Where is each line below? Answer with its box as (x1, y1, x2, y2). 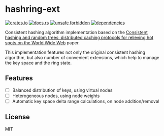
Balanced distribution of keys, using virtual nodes (12, 87, 113, 93)
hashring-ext (5, 3, 60, 15)
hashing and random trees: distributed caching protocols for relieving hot (5, 34, 154, 40)
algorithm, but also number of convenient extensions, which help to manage (5, 54, 160, 60)
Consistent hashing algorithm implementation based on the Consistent (5, 29, 148, 35)
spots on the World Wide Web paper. (5, 39, 80, 45)
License (5, 113, 30, 121)
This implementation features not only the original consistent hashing (5, 49, 145, 55)
